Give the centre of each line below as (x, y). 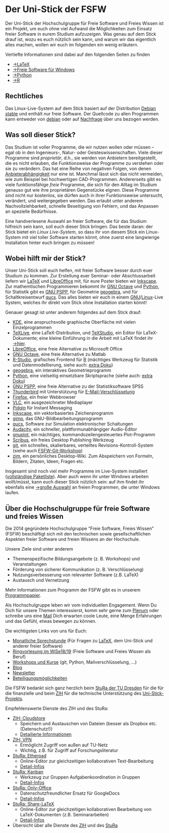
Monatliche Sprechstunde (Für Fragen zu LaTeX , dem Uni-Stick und (82, 641)
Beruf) (19, 657)
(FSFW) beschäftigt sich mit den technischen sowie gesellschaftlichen (78, 534)
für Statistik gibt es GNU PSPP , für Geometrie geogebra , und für (72, 292)
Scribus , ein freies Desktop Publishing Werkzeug (63, 440)
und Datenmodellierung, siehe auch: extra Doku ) (63, 365)
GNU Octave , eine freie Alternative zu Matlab (59, 354)
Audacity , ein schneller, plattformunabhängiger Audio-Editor (75, 429)
